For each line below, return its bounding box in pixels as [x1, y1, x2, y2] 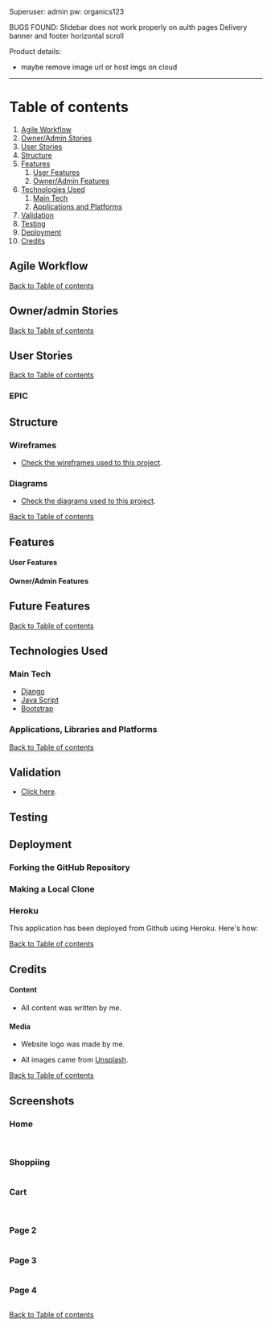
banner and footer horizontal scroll [9, 31, 124, 40]
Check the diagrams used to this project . [20, 496, 156, 506]
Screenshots [9, 1094, 75, 1108]
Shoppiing [9, 1156, 51, 1167]
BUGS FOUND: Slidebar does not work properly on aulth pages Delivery [9, 23, 248, 31]
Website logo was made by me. [20, 1039, 125, 1049]
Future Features [9, 600, 91, 614]
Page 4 [9, 1284, 37, 1296]
